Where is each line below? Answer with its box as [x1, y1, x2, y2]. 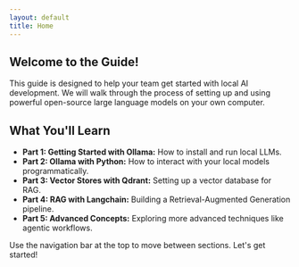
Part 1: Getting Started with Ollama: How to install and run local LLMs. [21, 146, 283, 157]
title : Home [9, 21, 54, 30]
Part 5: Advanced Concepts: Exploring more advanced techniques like [21, 213, 284, 224]
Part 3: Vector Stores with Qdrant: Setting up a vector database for [21, 175, 272, 186]
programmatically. [21, 166, 89, 177]
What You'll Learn [9, 122, 111, 138]
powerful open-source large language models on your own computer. [9, 97, 265, 108]
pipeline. [21, 204, 54, 214]
